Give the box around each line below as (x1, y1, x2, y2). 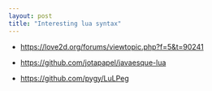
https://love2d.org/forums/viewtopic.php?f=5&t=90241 (19, 41, 205, 51)
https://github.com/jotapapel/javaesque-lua (19, 58, 167, 67)
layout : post (8, 11, 53, 20)
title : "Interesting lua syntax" (8, 19, 122, 28)
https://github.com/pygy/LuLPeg (19, 73, 130, 83)
